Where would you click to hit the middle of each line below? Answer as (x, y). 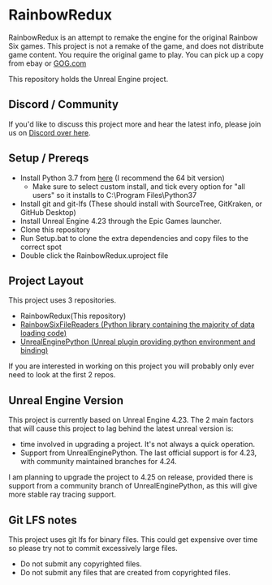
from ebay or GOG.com (47, 63)
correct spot (41, 247)
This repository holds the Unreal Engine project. (89, 79)
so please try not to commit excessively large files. (93, 548)
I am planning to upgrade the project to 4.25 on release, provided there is (131, 477)
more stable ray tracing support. (62, 495)
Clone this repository (55, 230)
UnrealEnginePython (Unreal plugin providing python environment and (138, 342)
